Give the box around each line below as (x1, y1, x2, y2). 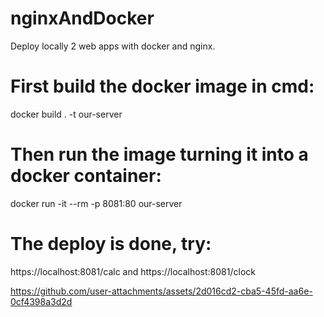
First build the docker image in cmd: (10, 75, 315, 98)
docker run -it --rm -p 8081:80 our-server (10, 197, 183, 209)
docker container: (10, 165, 162, 187)
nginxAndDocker (10, 7, 155, 30)
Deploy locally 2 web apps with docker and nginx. (10, 40, 216, 52)
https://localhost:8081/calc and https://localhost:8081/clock (10, 265, 256, 277)
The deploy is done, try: (10, 233, 212, 255)
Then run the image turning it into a (10, 143, 309, 166)
